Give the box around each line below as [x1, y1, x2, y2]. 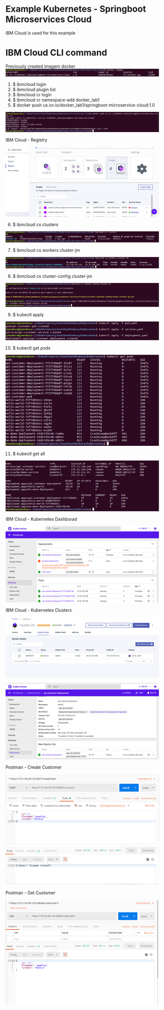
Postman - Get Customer [5, 890, 55, 896]
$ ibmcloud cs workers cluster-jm [12, 247, 80, 253]
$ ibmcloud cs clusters [12, 221, 59, 227]
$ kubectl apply [12, 311, 44, 317]
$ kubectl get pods [12, 345, 51, 351]
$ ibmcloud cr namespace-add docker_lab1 [12, 97, 100, 103]
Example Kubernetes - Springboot [5, 3, 146, 15]
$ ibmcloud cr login [12, 92, 52, 98]
